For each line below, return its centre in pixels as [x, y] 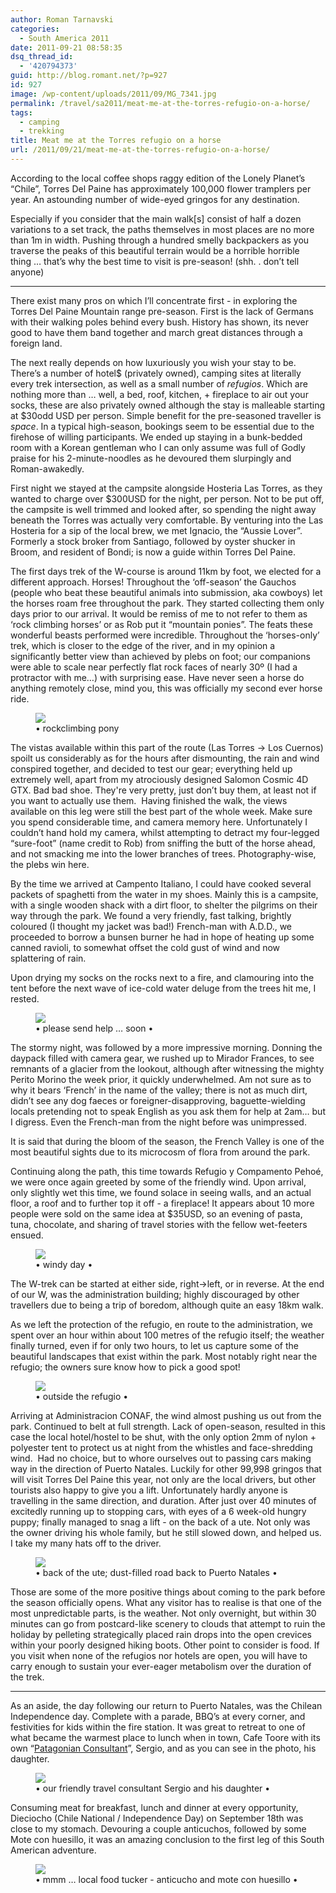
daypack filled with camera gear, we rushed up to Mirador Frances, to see [162, 1058]
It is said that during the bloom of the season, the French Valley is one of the [167, 1141]
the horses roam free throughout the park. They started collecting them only [167, 603]
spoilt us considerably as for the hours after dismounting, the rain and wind [165, 758]
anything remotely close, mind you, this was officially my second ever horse [166, 688]
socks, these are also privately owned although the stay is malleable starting [168, 405]
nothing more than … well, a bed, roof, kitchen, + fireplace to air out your [159, 394]
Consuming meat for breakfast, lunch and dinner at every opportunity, [154, 1807]
